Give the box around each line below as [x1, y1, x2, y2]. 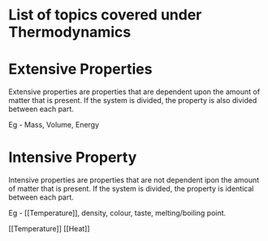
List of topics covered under [8, 6, 202, 24]
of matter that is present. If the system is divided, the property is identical [8, 184, 254, 194]
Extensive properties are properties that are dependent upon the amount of [8, 87, 261, 97]
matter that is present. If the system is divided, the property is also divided [8, 96, 257, 105]
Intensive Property [8, 148, 137, 167]
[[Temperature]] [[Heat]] [8, 224, 91, 234]
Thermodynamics [8, 23, 132, 41]
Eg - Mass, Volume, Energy [8, 120, 100, 130]
